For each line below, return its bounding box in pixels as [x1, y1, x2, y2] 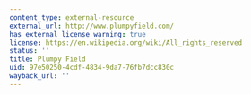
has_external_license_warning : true [9, 30, 146, 38]
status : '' [9, 47, 50, 56]
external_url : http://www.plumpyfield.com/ [9, 21, 175, 30]
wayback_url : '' [9, 72, 70, 81]
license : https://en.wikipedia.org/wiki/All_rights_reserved [9, 38, 243, 47]
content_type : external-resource [9, 13, 134, 22]
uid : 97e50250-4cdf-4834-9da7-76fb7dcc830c [9, 64, 175, 73]
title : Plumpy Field [9, 55, 87, 64]
